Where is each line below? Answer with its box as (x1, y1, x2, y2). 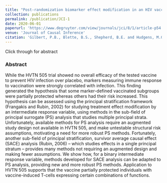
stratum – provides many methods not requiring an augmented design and (5, 146, 157, 152)
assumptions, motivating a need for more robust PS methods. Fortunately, (5, 130, 157, 136)
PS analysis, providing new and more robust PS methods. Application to (5, 162, 152, 168)
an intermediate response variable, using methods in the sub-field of (5, 109, 146, 115)
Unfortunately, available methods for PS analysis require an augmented (5, 120, 151, 125)
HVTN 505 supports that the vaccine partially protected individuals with (5, 167, 152, 173)
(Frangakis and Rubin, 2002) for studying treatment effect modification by (5, 104, 157, 110)
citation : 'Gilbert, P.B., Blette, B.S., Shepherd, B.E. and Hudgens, (5, 35, 155, 40)
